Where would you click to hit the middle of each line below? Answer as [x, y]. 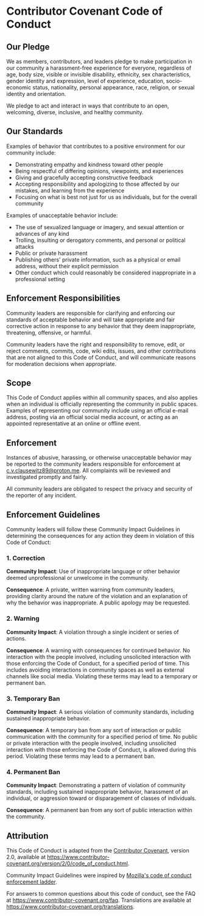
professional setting [40, 279]
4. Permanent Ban [33, 772]
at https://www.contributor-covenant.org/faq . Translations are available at [99, 900]
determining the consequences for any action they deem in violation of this [100, 536]
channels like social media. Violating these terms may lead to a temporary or [102, 676]
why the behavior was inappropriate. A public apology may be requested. [98, 603]
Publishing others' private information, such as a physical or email [98, 259]
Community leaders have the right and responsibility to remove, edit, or [96, 344]
